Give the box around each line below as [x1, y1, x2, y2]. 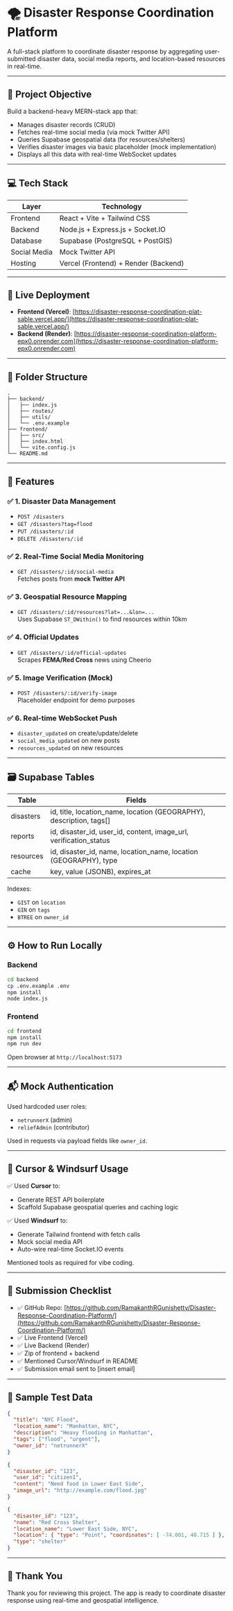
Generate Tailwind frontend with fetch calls [17, 1230, 141, 1238]
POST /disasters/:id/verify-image [17, 690, 117, 697]
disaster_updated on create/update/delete [17, 729, 139, 738]
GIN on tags [17, 905, 51, 914]
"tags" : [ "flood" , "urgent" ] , [13, 1436, 101, 1443]
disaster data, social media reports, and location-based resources [37, 54, 225, 62]
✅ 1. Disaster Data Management [7, 496, 116, 506]
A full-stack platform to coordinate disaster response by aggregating [7, 47, 203, 56]
